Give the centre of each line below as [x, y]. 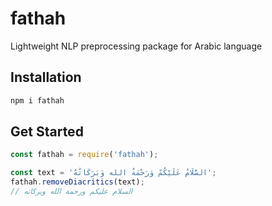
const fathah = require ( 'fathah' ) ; [84, 155]
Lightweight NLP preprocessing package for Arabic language [136, 46]
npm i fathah [37, 100]
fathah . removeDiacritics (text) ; [77, 182]
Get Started [47, 132]
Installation [46, 77]
